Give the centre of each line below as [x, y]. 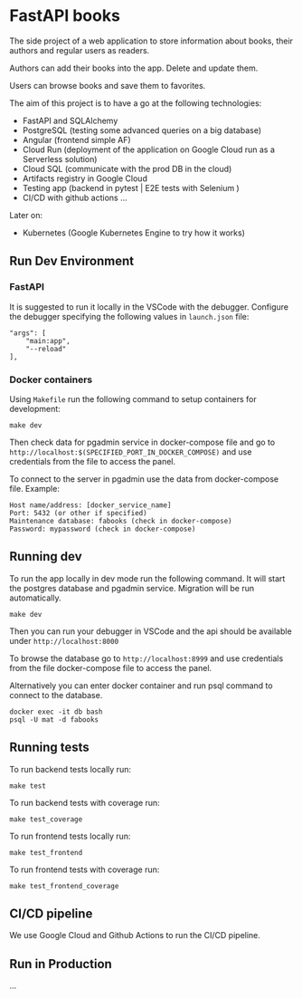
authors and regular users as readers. [80, 50]
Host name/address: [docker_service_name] [90, 505]
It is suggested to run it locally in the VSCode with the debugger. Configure [149, 307]
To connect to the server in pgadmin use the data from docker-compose [144, 479]
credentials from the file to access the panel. [93, 461]
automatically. [35, 598]
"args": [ [28, 333]
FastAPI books [65, 16]
